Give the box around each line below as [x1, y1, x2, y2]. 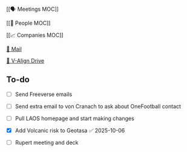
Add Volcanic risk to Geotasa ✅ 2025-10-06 [15, 127, 125, 134]
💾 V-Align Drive [6, 57, 44, 64]
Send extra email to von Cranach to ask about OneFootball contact [15, 103, 182, 110]
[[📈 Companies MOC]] [6, 31, 64, 39]
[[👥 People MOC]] [6, 19, 51, 27]
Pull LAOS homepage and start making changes [15, 115, 134, 122]
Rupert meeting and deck [15, 139, 79, 147]
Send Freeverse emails [15, 90, 73, 98]
